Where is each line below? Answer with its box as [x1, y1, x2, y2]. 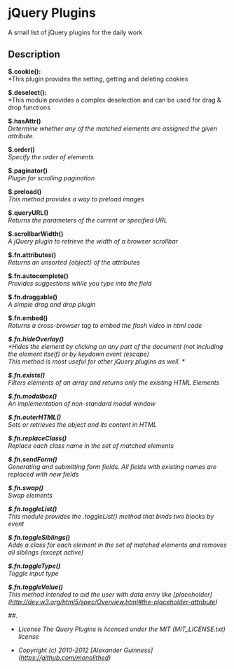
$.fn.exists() [8, 371, 46, 379]
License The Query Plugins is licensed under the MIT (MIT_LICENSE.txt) [18, 625, 226, 633]
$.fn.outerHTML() [8, 413, 62, 421]
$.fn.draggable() [8, 293, 58, 301]
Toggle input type [8, 569, 59, 577]
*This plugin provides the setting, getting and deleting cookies [8, 74, 188, 83]
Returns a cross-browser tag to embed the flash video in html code [8, 321, 202, 329]
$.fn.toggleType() [8, 562, 61, 570]
